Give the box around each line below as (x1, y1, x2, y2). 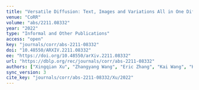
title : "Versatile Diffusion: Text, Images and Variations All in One (6, 8, 184, 15)
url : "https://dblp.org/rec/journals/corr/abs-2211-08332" (6, 58, 155, 64)
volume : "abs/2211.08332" (6, 20, 70, 25)
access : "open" (6, 36, 44, 42)
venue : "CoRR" (6, 14, 41, 20)
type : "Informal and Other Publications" (6, 31, 110, 37)
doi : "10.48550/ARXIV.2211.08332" (6, 47, 92, 53)
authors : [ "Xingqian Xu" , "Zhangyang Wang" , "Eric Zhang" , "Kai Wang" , (6, 63, 187, 70)
